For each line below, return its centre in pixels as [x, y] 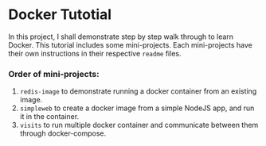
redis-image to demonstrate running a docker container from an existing [138, 91]
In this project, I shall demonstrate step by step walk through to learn [121, 36]
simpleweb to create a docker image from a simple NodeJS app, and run [137, 108]
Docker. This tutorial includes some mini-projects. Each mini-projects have [131, 44]
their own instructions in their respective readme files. [95, 53]
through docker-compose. [63, 133]
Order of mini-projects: [54, 74]
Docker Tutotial [60, 15]
